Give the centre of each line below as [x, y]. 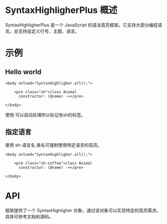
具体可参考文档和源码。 [29, 217]
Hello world [23, 72]
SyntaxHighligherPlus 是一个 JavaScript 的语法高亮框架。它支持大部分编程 [82, 25]
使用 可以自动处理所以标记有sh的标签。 [45, 114]
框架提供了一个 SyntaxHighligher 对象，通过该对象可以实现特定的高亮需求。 [83, 210]
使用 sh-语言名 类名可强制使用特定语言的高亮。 [54, 145]
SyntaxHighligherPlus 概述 [61, 10]
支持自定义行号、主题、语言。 [49, 31]
